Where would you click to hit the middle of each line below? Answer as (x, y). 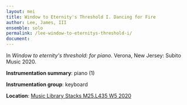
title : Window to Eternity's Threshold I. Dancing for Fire (81, 17)
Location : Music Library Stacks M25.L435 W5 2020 (69, 96)
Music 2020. (21, 62)
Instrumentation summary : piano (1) (50, 73)
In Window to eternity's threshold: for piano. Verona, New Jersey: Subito (94, 55)
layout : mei (21, 11)
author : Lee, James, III (36, 22)
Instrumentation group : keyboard (47, 84)
